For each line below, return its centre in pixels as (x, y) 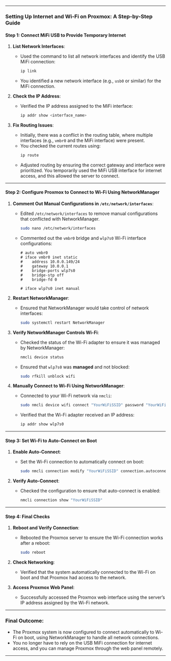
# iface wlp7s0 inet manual (50, 288)
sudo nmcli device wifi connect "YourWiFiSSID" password (82, 405)
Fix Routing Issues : (33, 125)
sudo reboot (33, 553)
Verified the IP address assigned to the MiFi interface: (77, 106)
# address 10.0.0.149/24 (50, 262)
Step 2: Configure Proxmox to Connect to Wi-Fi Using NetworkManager (82, 192)
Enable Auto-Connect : (37, 452)
